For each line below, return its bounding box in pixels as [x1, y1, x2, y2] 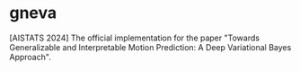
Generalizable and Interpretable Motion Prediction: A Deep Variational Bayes [9, 41, 292, 52]
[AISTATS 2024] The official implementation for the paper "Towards [9, 32, 260, 43]
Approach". [9, 51, 51, 62]
